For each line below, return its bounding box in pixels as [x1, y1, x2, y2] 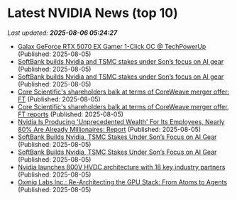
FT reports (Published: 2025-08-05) [17, 110, 124, 118]
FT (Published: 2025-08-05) [17, 94, 101, 104]
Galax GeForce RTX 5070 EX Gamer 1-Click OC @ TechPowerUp [17, 42, 206, 50]
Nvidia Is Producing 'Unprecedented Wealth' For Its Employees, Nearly [17, 117, 225, 126]
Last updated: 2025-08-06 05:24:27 [7, 28, 118, 37]
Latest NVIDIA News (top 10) [7, 5, 179, 21]
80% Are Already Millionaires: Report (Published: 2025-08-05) [17, 125, 201, 133]
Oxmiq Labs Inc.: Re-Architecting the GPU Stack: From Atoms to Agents [17, 177, 228, 186]
